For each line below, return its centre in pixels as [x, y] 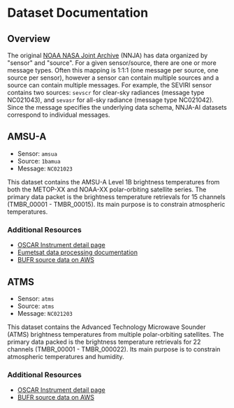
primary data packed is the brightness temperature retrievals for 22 [104, 342]
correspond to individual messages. [59, 115]
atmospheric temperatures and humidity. [66, 356]
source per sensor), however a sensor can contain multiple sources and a [113, 78]
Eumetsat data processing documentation [78, 252]
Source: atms [36, 306]
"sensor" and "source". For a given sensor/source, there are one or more [112, 63]
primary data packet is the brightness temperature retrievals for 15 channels [116, 196]
